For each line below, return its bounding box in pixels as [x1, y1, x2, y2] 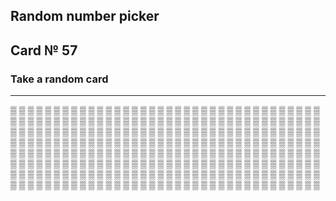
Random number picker [10, 8, 160, 25]
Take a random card [10, 72, 109, 86]
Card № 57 [10, 42, 78, 59]
